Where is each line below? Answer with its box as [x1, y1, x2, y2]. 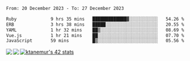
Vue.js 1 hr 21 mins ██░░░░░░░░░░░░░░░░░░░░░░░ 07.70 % [6, 32, 184, 38]
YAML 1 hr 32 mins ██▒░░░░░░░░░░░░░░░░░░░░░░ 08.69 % [6, 27, 184, 33]
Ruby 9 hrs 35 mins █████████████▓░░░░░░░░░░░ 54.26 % [6, 16, 184, 22]
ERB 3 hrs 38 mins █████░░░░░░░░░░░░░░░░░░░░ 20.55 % [6, 21, 184, 28]
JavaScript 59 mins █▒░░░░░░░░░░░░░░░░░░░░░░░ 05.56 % [6, 38, 184, 44]
